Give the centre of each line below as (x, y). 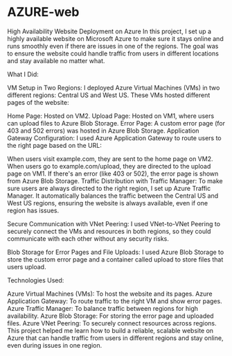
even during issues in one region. (55, 345)
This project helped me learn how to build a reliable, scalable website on (110, 330)
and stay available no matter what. (56, 60)
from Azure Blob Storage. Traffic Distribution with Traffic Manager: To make (115, 180)
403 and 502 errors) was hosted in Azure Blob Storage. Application (103, 130)
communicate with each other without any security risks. (88, 238)
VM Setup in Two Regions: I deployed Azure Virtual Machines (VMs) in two (114, 87)
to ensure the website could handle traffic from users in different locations (113, 53)
